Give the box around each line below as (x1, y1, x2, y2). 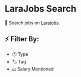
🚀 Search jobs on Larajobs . (4, 20, 60, 26)
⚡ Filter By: (4, 35, 39, 43)
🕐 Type (11, 51, 28, 57)
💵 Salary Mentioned (11, 66, 54, 72)
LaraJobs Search (4, 3, 77, 15)
